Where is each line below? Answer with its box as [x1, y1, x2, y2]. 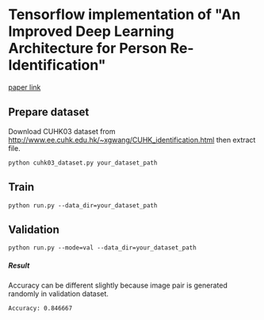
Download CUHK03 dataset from [8, 126, 117, 136]
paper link [8, 82, 41, 92]
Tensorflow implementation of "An [8, 6, 241, 24]
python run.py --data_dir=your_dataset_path [8, 201, 158, 210]
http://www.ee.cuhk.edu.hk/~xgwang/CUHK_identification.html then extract [8, 135, 256, 145]
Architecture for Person [8, 40, 167, 57]
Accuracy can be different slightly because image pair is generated [8, 280, 228, 291]
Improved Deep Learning [8, 22, 174, 40]
